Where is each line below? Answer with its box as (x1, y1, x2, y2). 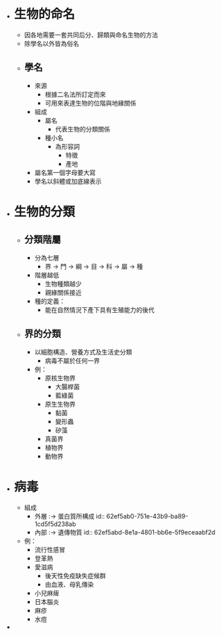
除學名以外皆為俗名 (24, 39, 80, 47)
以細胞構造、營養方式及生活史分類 (34, 348, 133, 356)
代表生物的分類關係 (55, 124, 110, 133)
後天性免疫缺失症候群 (44, 571, 106, 580)
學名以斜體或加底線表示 (34, 177, 102, 185)
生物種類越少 (44, 279, 82, 288)
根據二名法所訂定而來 (44, 90, 106, 98)
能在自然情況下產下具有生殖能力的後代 (44, 305, 155, 313)
